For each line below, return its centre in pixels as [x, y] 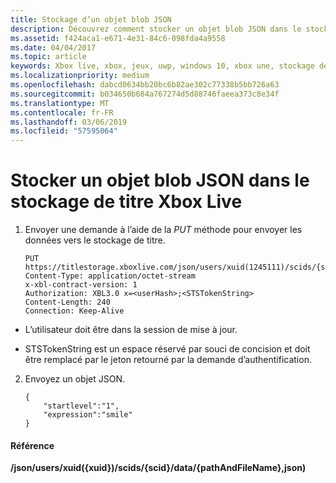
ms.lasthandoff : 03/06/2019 [69, 122]
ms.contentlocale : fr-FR [62, 112]
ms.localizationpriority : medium [80, 76]
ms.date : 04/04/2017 [53, 47]
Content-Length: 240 [67, 302]
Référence [32, 445]
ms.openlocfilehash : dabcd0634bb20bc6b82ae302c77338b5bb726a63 [145, 85]
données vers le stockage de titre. [95, 240]
